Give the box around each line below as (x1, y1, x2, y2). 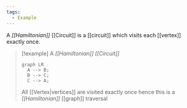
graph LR (21, 62, 44, 68)
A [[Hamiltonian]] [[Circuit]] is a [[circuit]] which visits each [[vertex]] (6, 31, 181, 38)
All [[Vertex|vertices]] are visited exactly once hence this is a (21, 88, 175, 95)
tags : (6, 9, 20, 15)
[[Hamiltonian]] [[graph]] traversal (21, 95, 108, 102)
